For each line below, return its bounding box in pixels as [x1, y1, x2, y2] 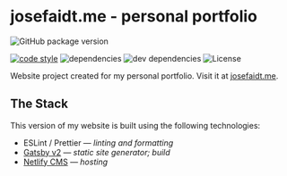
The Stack [10, 96, 68, 112]
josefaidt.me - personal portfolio [10, 6, 258, 27]
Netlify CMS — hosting [22, 156, 109, 167]
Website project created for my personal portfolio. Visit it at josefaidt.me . [10, 70, 279, 81]
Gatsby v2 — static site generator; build [22, 147, 171, 157]
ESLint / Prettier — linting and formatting [22, 137, 174, 148]
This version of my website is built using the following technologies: [10, 120, 261, 130]
